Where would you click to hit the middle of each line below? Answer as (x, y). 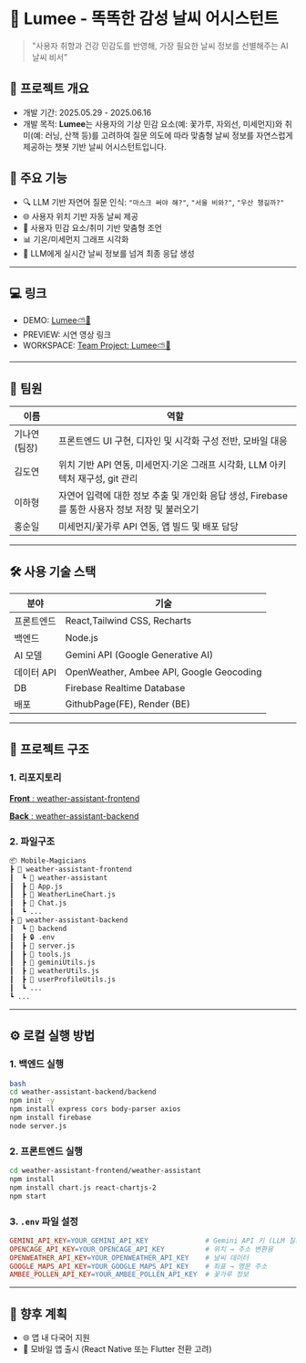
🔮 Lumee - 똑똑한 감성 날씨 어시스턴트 (144, 19)
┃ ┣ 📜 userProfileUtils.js (63, 980)
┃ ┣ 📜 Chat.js (38, 903)
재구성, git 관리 (107, 478)
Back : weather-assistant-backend (74, 816)
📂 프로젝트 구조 (49, 750)
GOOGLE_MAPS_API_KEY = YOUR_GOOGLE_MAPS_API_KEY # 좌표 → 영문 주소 (138, 1266)
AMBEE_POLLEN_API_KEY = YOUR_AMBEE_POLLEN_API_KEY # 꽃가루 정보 (129, 1274)
